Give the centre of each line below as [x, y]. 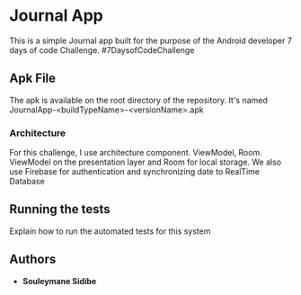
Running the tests [60, 209]
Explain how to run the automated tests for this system [110, 231]
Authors [33, 259]
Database [27, 182]
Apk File [33, 79]
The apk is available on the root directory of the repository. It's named [138, 100]
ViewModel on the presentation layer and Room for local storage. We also [145, 162]
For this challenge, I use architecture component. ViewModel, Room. [136, 153]
